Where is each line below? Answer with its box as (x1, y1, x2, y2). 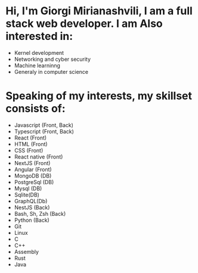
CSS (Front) (14, 147, 44, 154)
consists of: (5, 102, 66, 116)
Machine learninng (14, 61, 61, 69)
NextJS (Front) (14, 159, 51, 166)
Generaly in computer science (14, 68, 89, 75)
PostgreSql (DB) (14, 178, 54, 185)
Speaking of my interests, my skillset (5, 89, 192, 103)
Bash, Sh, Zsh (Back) (14, 210, 66, 217)
